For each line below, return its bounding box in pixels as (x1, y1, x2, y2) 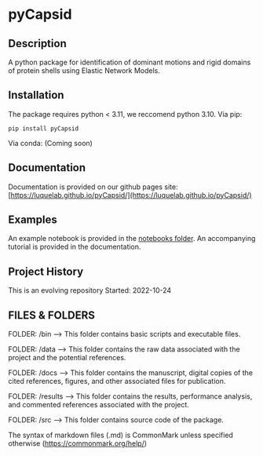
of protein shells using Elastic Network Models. (8, 66, 161, 75)
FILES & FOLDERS (8, 308, 96, 322)
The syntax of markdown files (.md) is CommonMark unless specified (8, 430, 234, 440)
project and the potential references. (8, 353, 126, 363)
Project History (8, 264, 84, 278)
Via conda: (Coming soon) (8, 138, 93, 148)
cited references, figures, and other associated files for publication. (8, 377, 226, 386)
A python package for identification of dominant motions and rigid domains (8, 57, 251, 67)
